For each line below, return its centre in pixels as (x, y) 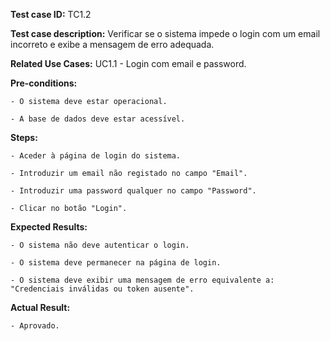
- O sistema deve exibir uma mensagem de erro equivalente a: (142, 280)
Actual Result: (40, 307)
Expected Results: (49, 227)
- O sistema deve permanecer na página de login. (116, 263)
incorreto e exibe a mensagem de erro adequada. (112, 44)
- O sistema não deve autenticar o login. (100, 245)
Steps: (24, 137)
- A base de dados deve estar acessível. (98, 119)
